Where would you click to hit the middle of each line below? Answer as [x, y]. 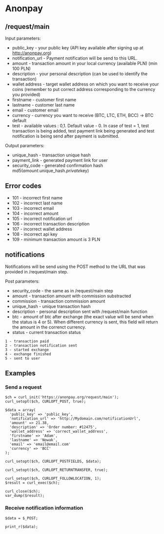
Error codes [23, 186]
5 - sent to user [23, 358]
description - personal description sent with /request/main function [80, 311]
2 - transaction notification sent [41, 345]
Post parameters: [22, 281]
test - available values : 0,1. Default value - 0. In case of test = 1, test [81, 126]
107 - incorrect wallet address [42, 229]
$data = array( [20, 410]
